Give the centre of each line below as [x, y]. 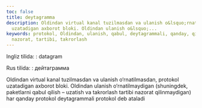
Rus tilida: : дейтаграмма [38, 68]
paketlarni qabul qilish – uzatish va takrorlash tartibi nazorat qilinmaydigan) [99, 92]
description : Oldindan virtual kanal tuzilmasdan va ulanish [84, 23]
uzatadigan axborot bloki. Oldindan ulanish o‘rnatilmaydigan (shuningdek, [97, 86]
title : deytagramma [31, 17]
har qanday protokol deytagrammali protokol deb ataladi [76, 98]
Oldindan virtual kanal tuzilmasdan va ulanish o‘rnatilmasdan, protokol [93, 79]
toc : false [20, 12]
